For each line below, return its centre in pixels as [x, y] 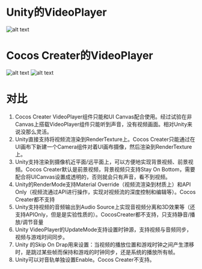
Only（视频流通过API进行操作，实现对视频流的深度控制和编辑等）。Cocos [105, 192]
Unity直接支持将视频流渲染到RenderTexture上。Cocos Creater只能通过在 [105, 139]
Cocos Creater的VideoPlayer [80, 56]
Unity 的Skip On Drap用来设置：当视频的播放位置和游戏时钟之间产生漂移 [104, 244]
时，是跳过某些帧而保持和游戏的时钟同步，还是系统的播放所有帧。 [96, 252]
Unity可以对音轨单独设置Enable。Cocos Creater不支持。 [85, 259]
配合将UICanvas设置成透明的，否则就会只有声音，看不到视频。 [93, 177]
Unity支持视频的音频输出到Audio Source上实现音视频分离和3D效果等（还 [105, 207]
